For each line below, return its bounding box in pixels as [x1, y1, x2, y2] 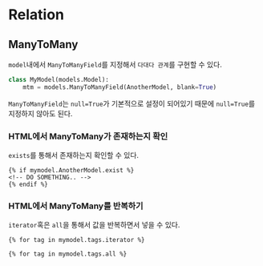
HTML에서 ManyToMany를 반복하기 [8, 200, 144, 212]
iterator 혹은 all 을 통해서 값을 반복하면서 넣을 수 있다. [8, 220, 180, 230]
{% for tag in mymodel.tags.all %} [8, 250, 127, 258]
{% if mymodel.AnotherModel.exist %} [8, 167, 135, 175]
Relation [8, 6, 65, 24]
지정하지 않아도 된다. [8, 108, 73, 118]
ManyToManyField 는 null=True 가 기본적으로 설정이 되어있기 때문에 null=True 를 [8, 99, 255, 108]
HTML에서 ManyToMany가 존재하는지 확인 [8, 131, 168, 142]
